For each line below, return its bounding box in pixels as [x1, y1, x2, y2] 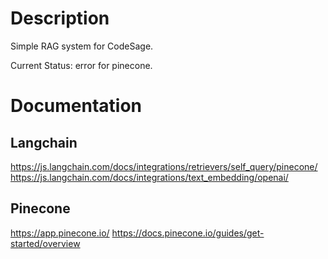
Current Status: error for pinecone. [10, 59, 153, 71]
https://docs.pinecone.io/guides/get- [111, 227, 265, 239]
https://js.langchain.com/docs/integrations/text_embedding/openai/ [10, 171, 289, 183]
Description [10, 7, 110, 30]
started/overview [10, 237, 81, 249]
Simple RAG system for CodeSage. [10, 40, 154, 52]
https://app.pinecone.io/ [10, 227, 110, 239]
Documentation [10, 95, 143, 117]
